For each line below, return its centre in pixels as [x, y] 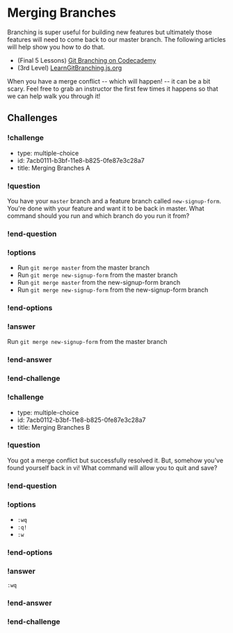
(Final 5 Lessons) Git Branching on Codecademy [87, 60]
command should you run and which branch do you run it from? [98, 216]
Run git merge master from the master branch [83, 268]
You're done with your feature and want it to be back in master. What [106, 208]
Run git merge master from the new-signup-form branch [99, 283]
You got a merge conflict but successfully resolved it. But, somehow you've [115, 460]
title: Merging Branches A [54, 168]
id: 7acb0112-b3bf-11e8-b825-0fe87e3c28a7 [81, 420]
